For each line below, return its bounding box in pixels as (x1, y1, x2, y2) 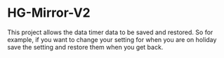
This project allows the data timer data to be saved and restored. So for (7, 28, 213, 36)
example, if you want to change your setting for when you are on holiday (7, 35, 217, 43)
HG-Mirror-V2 (7, 5, 91, 21)
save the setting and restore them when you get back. (7, 43, 164, 51)
